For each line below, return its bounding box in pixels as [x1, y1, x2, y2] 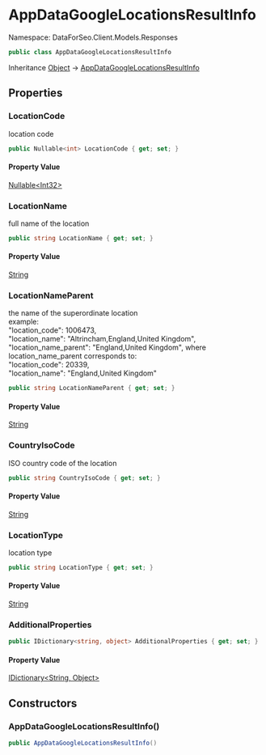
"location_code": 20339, [8, 360, 90, 370]
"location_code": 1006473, [8, 325, 97, 335]
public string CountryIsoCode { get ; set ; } [8, 473, 161, 482]
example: [8, 317, 39, 327]
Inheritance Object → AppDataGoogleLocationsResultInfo [8, 62, 200, 72]
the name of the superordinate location [8, 308, 138, 318]
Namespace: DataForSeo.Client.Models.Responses [8, 32, 178, 42]
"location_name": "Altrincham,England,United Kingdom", [8, 334, 196, 344]
